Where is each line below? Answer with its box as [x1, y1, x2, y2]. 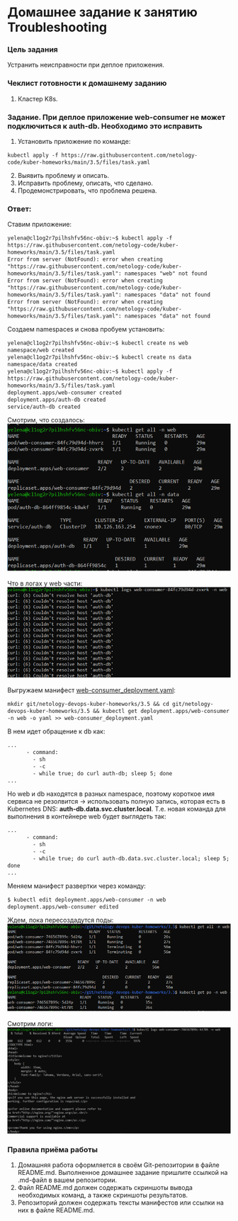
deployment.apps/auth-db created [7, 396, 106, 404]
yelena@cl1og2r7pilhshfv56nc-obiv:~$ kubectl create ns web [7, 339, 189, 347]
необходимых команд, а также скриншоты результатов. [17, 1191, 188, 1200]
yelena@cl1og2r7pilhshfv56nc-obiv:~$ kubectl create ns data [7, 354, 192, 361]
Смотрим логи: [7, 1019, 53, 1028]
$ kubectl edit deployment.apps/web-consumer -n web [7, 896, 166, 904]
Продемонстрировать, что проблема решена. [17, 186, 157, 195]
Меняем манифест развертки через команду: [7, 882, 147, 890]
